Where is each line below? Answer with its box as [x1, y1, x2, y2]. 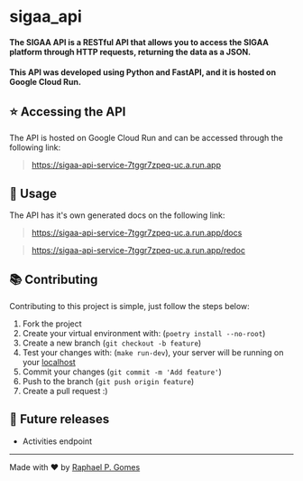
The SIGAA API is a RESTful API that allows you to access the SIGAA [9, 36, 269, 47]
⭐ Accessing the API [9, 104, 126, 119]
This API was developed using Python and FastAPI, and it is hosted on [9, 67, 277, 78]
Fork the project [22, 318, 83, 329]
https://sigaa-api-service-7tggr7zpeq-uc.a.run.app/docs [31, 228, 243, 238]
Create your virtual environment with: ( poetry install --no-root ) [22, 327, 266, 338]
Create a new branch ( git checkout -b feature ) [22, 337, 202, 348]
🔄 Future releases [9, 411, 110, 427]
